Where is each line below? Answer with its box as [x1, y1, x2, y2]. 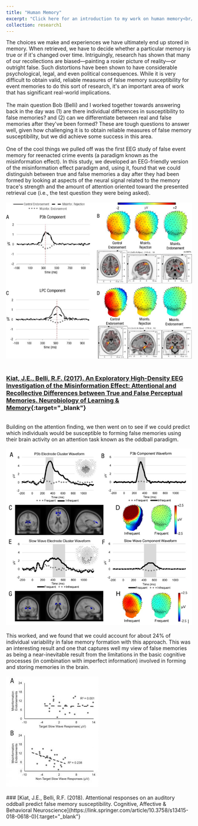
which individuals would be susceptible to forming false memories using [6, 430, 181, 437]
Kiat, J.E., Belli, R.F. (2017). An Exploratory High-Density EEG [6, 374, 184, 382]
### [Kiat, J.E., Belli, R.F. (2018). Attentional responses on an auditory [6, 794, 175, 801]
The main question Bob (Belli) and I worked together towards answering [6, 102, 181, 109]
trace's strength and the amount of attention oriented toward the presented [6, 183, 189, 190]
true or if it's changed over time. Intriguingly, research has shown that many [6, 51, 190, 58]
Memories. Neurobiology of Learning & [6, 396, 120, 404]
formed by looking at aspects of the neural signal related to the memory [6, 177, 181, 184]
